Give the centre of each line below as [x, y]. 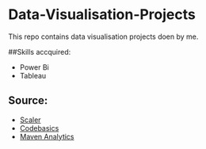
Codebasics [39, 128]
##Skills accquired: [40, 52]
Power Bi [34, 67]
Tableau [33, 75]
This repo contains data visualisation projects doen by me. [103, 36]
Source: [28, 101]
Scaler [30, 120]
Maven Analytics [47, 136]
